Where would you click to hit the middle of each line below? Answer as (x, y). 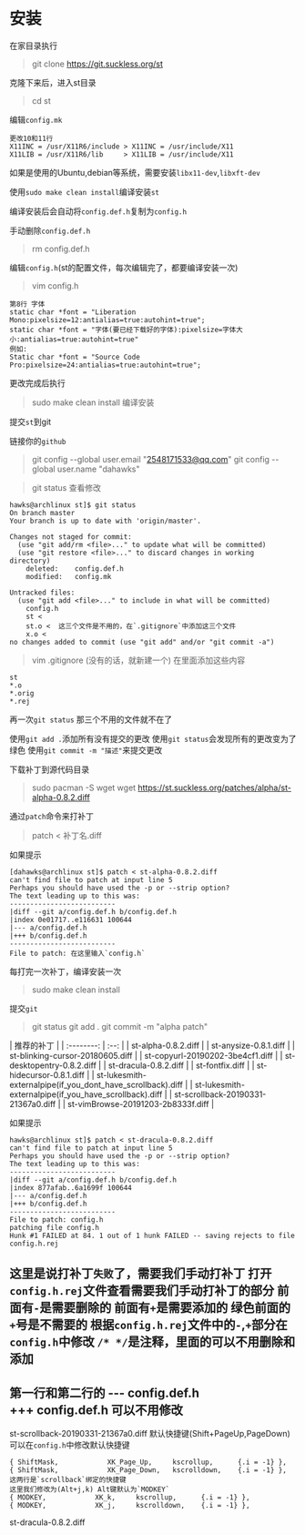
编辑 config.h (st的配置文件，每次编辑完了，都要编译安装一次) (124, 267)
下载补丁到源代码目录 (49, 769)
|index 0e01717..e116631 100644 (71, 920)
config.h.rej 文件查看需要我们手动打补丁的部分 (142, 1291)
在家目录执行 (33, 46)
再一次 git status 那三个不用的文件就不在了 (91, 719)
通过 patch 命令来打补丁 (51, 816)
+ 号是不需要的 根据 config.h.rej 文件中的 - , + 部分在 (149, 1325)
